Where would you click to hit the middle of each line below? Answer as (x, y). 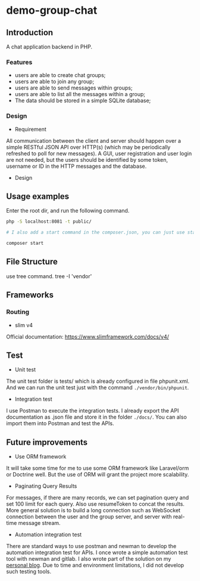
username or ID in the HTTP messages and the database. (76, 166)
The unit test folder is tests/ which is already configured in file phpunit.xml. (98, 381)
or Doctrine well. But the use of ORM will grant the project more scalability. (98, 475)
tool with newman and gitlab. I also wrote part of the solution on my (89, 559)
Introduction (30, 33)
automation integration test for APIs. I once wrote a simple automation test (97, 552)
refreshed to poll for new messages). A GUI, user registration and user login (99, 153)
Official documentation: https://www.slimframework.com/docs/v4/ (88, 336)
